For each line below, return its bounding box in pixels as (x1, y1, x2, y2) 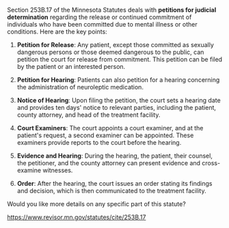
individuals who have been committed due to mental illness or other (7, 20, 198, 28)
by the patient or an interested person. (16, 63, 126, 70)
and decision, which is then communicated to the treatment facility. (16, 187, 206, 195)
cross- (201, 159, 221, 167)
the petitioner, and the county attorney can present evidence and (16, 159, 200, 167)
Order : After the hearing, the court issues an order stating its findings (16, 180, 213, 187)
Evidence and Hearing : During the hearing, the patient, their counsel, (16, 152, 213, 160)
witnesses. (42, 167, 73, 174)
